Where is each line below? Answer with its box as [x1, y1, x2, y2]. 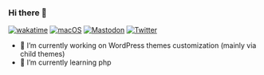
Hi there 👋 [8, 7, 48, 18]
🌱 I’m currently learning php [19, 57, 112, 67]
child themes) [19, 49, 65, 59]
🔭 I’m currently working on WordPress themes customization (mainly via [19, 41, 257, 50]
